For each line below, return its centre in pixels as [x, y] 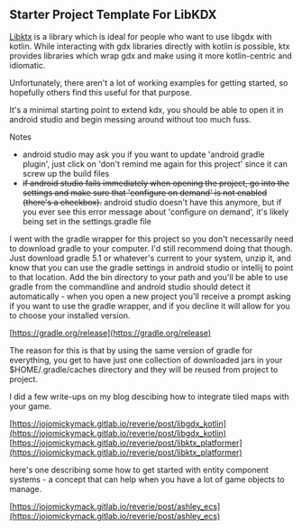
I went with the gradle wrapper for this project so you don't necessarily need [151, 239]
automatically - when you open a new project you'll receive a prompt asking [150, 296]
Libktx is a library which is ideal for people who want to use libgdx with [141, 36]
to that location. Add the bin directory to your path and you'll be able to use [149, 277]
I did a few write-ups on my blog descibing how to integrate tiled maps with [150, 397]
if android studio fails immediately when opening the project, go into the [156, 183]
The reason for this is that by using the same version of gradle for [131, 350]
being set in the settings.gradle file [87, 221]
